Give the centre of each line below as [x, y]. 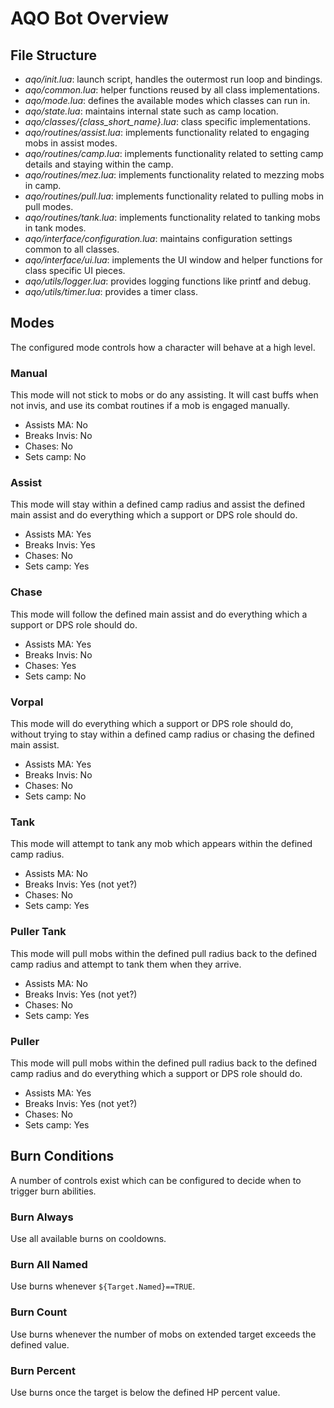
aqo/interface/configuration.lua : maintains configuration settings [158, 238]
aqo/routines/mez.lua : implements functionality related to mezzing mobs [174, 175]
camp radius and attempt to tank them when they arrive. [126, 964]
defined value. [40, 1344]
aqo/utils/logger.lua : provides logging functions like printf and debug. [168, 281]
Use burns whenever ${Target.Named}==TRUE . [103, 1286]
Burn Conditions [62, 1156]
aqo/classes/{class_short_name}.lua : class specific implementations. [167, 121]
